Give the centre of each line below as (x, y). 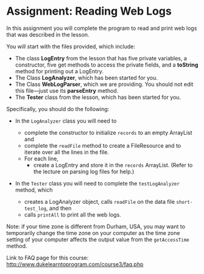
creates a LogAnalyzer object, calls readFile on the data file (100, 201)
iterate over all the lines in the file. (67, 152)
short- (185, 202)
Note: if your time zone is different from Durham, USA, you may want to (96, 226)
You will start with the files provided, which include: (71, 46)
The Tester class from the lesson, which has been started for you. (98, 97)
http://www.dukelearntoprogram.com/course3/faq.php (75, 264)
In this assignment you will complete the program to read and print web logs (102, 28)
